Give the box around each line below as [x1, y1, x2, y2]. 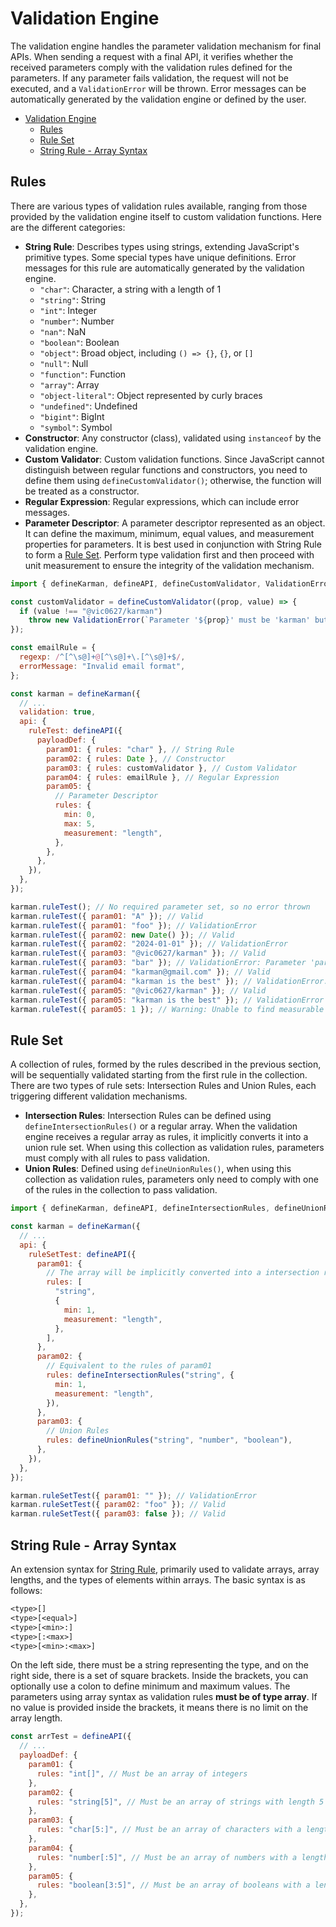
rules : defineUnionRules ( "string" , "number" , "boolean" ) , [46, 1435, 293, 1446]
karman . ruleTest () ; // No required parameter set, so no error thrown [10, 902, 311, 912]
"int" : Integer [39, 304, 98, 316]
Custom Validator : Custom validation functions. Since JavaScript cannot [24, 453, 325, 465]
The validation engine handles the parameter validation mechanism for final [10, 40, 322, 52]
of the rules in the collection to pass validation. [24, 1184, 218, 1196]
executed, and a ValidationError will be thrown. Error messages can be [10, 82, 307, 94]
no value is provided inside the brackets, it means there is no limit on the [10, 1702, 309, 1714]
